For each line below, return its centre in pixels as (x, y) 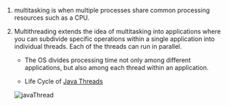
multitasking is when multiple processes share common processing (112, 10)
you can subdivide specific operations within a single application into (114, 39)
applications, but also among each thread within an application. (116, 67)
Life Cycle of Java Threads (64, 81)
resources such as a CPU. (52, 18)
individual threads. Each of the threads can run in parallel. (98, 46)
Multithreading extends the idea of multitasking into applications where (117, 31)
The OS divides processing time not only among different (108, 60)
